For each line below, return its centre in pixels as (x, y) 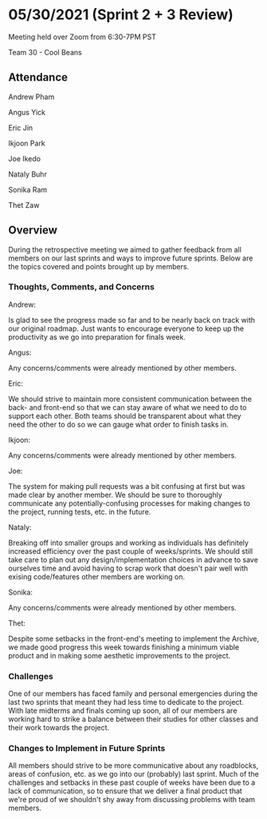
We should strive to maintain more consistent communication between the (130, 399)
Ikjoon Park (27, 143)
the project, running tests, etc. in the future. (80, 511)
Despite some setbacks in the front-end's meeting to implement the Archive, (133, 638)
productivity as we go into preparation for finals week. (97, 336)
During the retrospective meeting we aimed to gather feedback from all (125, 249)
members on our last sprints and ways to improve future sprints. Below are (131, 258)
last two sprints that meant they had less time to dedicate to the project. (126, 702)
